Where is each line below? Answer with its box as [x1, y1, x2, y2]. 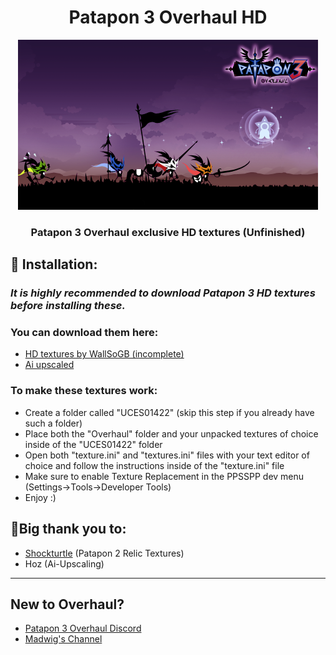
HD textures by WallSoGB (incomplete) [24, 348, 185, 360]
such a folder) [24, 417, 83, 429]
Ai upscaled [24, 359, 75, 371]
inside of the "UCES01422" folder [24, 438, 163, 450]
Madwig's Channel [24, 633, 103, 645]
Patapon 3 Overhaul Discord [24, 622, 142, 635]
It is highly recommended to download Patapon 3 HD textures [10, 286, 316, 300]
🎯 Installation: [10, 256, 98, 273]
